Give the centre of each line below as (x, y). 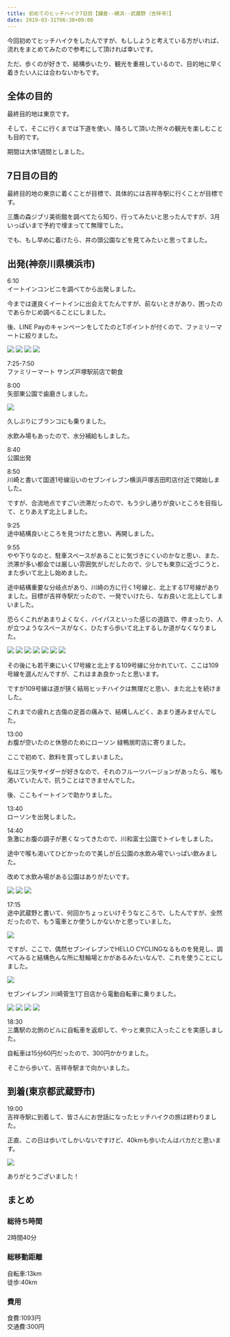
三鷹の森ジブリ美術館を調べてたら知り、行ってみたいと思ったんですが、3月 (114, 217)
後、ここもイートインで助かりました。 (61, 795)
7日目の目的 (33, 175)
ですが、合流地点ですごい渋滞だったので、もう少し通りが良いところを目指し (115, 503)
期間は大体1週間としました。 (47, 152)
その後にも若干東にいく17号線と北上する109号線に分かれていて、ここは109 (113, 665)
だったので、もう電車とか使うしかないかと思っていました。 (91, 921)
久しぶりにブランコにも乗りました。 (58, 421)
